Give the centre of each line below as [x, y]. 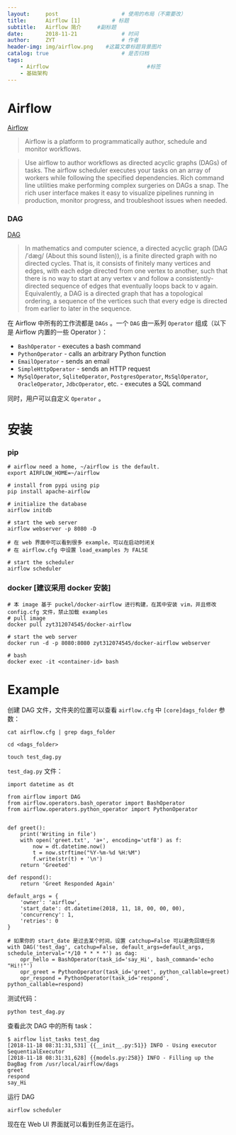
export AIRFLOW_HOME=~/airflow [54, 473]
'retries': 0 [39, 921]
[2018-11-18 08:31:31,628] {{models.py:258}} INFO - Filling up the [111, 1058]
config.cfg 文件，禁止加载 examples [58, 612]
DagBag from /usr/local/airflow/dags [63, 1064]
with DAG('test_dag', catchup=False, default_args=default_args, [106, 947]
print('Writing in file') [58, 834]
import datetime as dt [41, 785]
